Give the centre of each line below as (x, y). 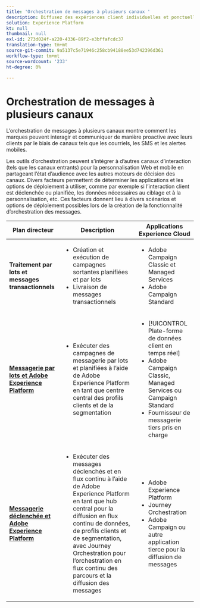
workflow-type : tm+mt (33, 56)
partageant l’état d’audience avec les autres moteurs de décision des (91, 174)
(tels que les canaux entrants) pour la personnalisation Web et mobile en (95, 168)
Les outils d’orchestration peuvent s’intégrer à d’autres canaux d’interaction (99, 161)
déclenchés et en (97, 472)
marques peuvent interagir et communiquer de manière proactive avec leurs (99, 137)
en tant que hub (95, 502)
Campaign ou (167, 527)
